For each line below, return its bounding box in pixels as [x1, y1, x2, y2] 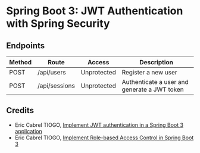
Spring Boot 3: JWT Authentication [6, 4, 183, 18]
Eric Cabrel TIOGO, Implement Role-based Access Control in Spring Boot [14, 134, 194, 141]
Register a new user [121, 68, 177, 76]
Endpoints [6, 40, 45, 51]
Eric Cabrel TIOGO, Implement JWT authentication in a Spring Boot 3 [14, 121, 183, 129]
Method [9, 58, 32, 66]
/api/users [37, 68, 67, 76]
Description [139, 58, 174, 66]
